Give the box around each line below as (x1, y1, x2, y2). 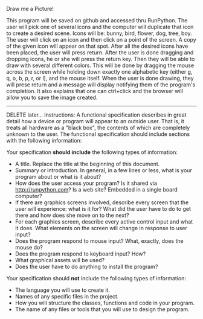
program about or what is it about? (14, 173, 101, 180)
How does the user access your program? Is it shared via (14, 179, 157, 187)
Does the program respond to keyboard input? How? (14, 250, 146, 257)
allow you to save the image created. (6, 94, 98, 101)
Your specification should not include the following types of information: (6, 275, 186, 282)
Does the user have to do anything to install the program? (14, 263, 158, 270)
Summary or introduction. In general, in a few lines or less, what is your (14, 167, 192, 174)
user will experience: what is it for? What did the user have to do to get (14, 205, 192, 212)
